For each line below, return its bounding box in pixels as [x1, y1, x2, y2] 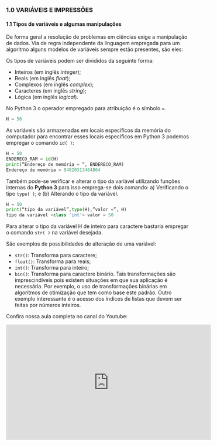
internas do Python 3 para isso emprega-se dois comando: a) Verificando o [6, 183, 189, 190]
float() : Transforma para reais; [14, 258, 91, 265]
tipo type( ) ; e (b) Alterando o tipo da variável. [6, 190, 119, 197]
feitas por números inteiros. [14, 302, 81, 309]
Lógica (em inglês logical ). [14, 94, 79, 101]
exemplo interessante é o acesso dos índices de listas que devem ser [14, 295, 182, 302]
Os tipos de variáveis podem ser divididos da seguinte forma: [6, 57, 154, 64]
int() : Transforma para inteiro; [14, 264, 89, 271]
